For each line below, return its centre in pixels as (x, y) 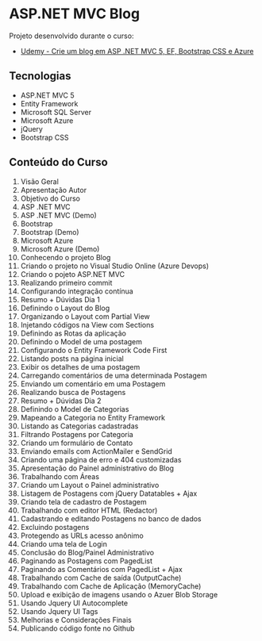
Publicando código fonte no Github (77, 628)
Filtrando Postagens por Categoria (77, 434)
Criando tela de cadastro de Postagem (83, 501)
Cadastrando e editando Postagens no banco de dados (111, 518)
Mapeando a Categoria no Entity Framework (93, 417)
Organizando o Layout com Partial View (85, 316)
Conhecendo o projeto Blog (65, 257)
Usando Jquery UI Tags (59, 611)
